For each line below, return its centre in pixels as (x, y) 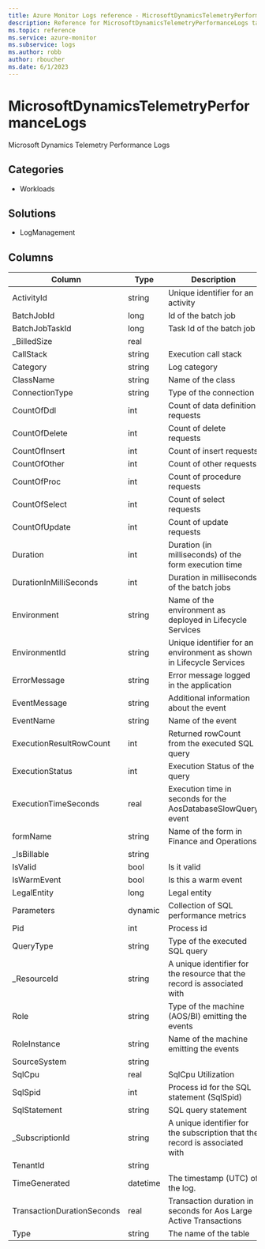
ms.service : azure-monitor (52, 38)
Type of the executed (207, 941)
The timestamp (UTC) (209, 1179)
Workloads (37, 189)
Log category (193, 367)
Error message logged (209, 675)
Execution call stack (205, 354)
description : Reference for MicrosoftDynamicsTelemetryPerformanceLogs (128, 23)
